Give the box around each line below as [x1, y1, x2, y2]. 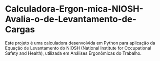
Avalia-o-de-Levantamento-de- [5, 14, 137, 25]
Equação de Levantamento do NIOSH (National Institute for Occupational [5, 45, 152, 51]
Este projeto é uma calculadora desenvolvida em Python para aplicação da [5, 40, 155, 46]
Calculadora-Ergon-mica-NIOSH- [5, 3, 143, 15]
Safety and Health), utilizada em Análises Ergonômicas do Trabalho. [5, 50, 142, 56]
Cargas [5, 24, 35, 35]
